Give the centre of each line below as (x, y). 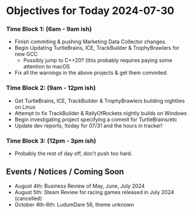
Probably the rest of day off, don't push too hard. (73, 154)
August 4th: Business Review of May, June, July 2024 (80, 186)
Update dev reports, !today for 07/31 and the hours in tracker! (88, 125)
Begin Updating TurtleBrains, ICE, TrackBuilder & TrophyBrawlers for (97, 48)
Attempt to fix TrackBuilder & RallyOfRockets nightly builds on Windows (101, 113)
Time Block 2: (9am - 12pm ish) (51, 88)
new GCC (26, 54)
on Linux (25, 107)
